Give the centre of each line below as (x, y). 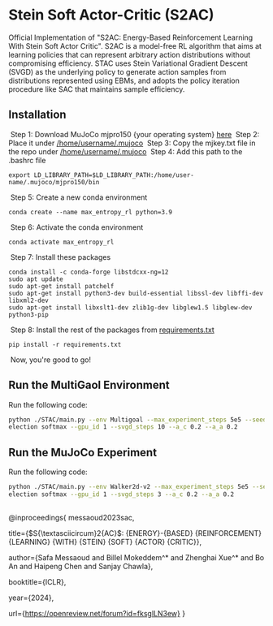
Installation (37, 115)
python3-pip (28, 314)
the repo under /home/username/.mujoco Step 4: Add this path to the (126, 151)
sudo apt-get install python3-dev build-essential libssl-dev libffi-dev (136, 293)
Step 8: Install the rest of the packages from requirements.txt (113, 330)
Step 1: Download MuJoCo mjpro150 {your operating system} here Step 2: (135, 134)
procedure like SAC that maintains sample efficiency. (97, 89)
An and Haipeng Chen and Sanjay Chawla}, (81, 567)
